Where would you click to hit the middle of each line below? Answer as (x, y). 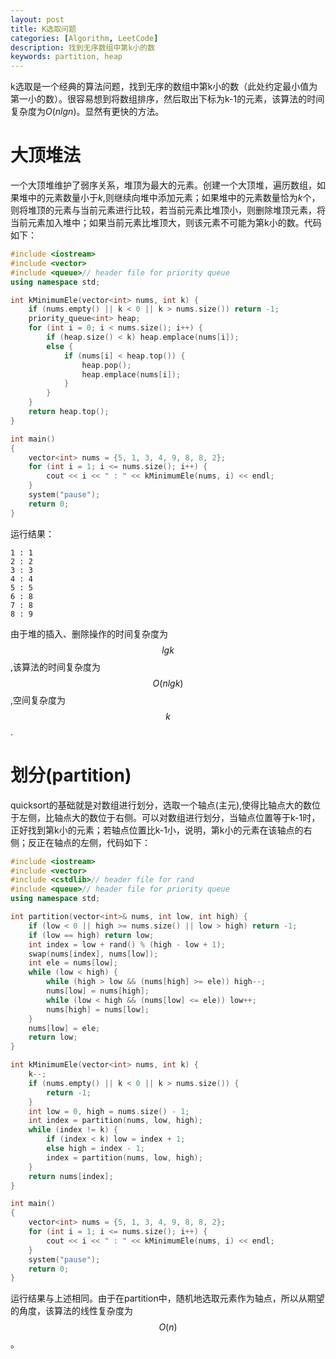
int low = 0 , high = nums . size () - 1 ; (109, 1111)
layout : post (37, 19)
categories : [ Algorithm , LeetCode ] (84, 38)
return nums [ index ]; (71, 1176)
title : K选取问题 (43, 29)
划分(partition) (71, 775)
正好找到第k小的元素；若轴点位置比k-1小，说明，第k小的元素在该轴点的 (157, 830)
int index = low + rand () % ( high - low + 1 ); (127, 944)
